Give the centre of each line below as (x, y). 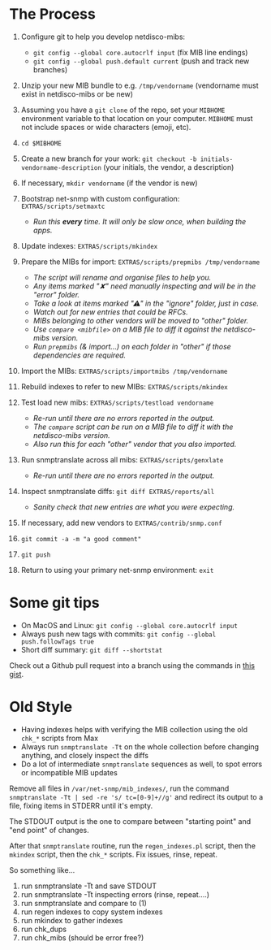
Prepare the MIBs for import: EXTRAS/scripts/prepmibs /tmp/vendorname (140, 262)
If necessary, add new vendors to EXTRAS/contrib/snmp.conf (121, 523)
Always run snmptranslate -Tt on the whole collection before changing (140, 746)
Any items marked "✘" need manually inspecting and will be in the (144, 286)
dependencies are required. (80, 355)
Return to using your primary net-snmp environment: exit (117, 570)
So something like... (42, 870)
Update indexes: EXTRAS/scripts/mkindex (89, 245)
